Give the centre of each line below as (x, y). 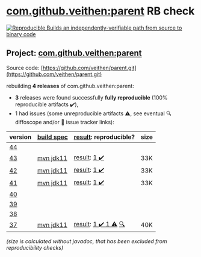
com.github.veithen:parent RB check (100, 11)
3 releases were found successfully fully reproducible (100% (91, 97)
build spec (52, 137)
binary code (21, 34)
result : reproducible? (104, 137)
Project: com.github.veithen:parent (74, 53)
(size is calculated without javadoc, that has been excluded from (87, 241)
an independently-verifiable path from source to (122, 28)
